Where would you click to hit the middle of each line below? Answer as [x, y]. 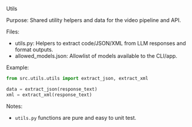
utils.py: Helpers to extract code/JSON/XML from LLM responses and [100, 43]
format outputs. [34, 49]
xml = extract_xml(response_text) [49, 95]
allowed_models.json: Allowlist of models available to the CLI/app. [96, 56]
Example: [18, 67]
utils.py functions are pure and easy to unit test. [75, 117]
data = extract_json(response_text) [52, 89]
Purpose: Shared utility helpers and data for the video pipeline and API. [94, 20]
